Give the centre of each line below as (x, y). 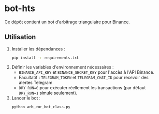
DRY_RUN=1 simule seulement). (48, 93)
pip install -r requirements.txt (45, 58)
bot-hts (20, 8)
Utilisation (20, 37)
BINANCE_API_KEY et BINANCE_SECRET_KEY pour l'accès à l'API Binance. (87, 72)
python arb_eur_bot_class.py (41, 107)
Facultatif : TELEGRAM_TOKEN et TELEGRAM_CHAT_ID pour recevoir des (84, 77)
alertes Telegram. (36, 82)
